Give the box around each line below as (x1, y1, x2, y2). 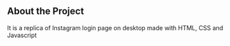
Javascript (7, 31, 37, 39)
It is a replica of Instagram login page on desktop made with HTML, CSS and (7, 23, 224, 32)
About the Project (7, 5, 84, 17)
